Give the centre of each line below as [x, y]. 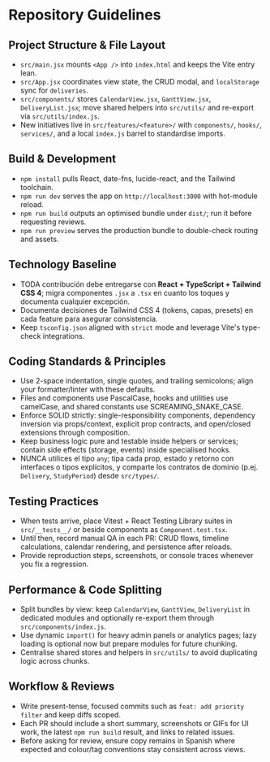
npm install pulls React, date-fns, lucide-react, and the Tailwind [128, 178]
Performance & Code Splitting [85, 589]
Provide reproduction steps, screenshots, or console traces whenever [137, 556]
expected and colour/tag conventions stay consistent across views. [133, 749]
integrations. [64, 336]
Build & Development [62, 159]
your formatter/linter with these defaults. [88, 390]
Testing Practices [54, 501]
